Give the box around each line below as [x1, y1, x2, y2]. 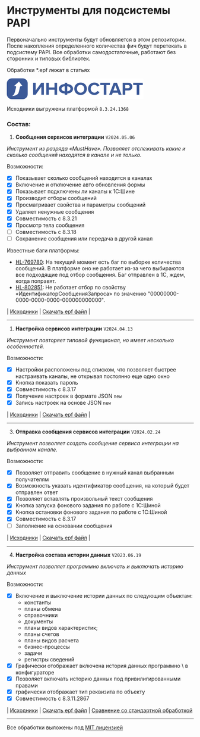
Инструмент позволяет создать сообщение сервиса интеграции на [7, 440, 179, 447]
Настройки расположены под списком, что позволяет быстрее [15, 366, 177, 373]
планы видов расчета [24, 636, 80, 644]
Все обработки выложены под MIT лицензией [7, 724, 123, 731]
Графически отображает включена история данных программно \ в [15, 662, 189, 669]
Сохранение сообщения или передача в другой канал [15, 235, 153, 242]
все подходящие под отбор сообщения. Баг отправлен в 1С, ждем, [15, 271, 186, 278]
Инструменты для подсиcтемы [7, 4, 171, 17]
